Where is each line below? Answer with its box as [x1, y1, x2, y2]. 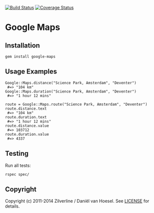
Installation [5, 41, 40, 49]
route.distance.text [5, 106, 47, 111]
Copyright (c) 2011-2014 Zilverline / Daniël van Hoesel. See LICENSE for [5, 198, 150, 204]
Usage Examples [5, 68, 57, 76]
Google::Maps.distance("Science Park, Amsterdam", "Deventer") [5, 80, 137, 85]
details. [5, 203, 20, 209]
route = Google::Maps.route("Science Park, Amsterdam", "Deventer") [5, 102, 148, 107]
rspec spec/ [5, 172, 29, 177]
